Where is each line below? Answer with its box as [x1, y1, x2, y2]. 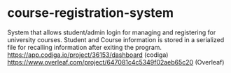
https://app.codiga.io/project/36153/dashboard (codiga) [7, 51, 169, 59]
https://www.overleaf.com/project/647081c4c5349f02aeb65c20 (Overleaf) [7, 58, 225, 66]
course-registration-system [7, 5, 174, 21]
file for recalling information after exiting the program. [7, 43, 162, 51]
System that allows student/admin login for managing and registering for [7, 28, 216, 36]
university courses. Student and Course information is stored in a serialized [7, 35, 225, 44]
